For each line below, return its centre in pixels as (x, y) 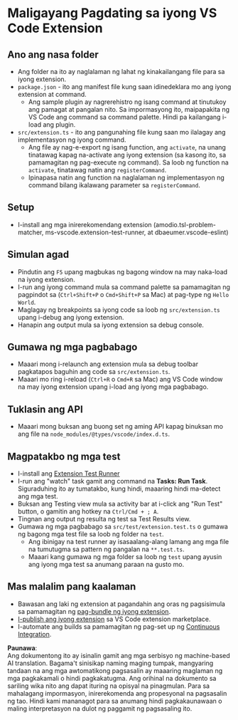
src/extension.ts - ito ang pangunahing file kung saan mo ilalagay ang (121, 132)
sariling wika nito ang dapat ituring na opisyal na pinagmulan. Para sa (109, 686)
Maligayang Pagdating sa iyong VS (112, 13)
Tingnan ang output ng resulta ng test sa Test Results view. (104, 519)
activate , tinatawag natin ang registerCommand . (97, 170)
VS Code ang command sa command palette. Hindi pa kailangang (124, 117)
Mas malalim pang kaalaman (72, 586)
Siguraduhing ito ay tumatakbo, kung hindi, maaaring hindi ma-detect (119, 489)
